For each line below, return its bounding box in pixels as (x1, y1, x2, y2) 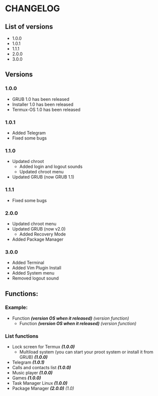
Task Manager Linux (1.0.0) (12, 380, 68, 386)
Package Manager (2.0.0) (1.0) (12, 385, 75, 392)
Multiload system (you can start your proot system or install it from (19, 349, 154, 355)
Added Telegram (12, 130, 46, 136)
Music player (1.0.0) (12, 370, 53, 376)
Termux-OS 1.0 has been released (12, 106, 80, 113)
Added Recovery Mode (19, 231, 66, 237)
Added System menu (12, 270, 55, 276)
